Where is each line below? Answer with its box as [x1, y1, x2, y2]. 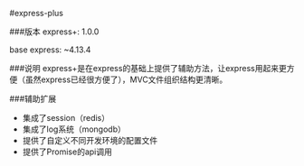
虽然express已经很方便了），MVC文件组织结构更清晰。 [24, 74, 228, 85]
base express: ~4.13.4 [9, 44, 91, 55]
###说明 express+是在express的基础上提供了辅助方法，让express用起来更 [9, 63, 287, 73]
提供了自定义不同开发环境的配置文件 [22, 135, 158, 145]
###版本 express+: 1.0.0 [9, 26, 100, 37]
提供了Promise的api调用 [22, 146, 113, 157]
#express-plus [9, 8, 63, 18]
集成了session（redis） [22, 113, 110, 123]
